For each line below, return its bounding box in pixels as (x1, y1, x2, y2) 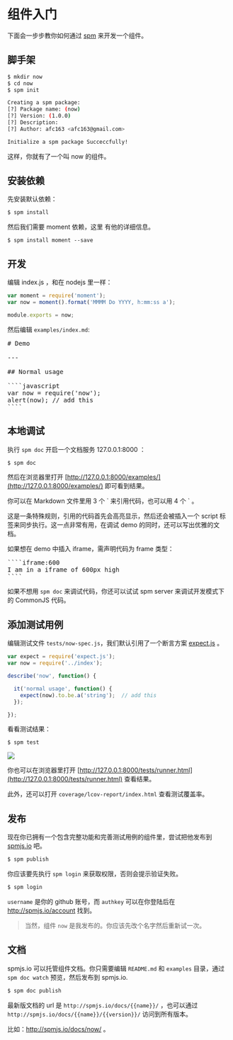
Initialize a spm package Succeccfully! (7, 138, 129, 145)
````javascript (7, 382, 60, 390)
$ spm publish (7, 856, 50, 863)
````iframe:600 (7, 559, 60, 567)
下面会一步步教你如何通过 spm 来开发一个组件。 (7, 31, 148, 40)
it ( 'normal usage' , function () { (13, 685, 113, 692)
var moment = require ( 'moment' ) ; (7, 292, 106, 300)
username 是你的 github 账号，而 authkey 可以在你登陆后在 (7, 897, 176, 905)
